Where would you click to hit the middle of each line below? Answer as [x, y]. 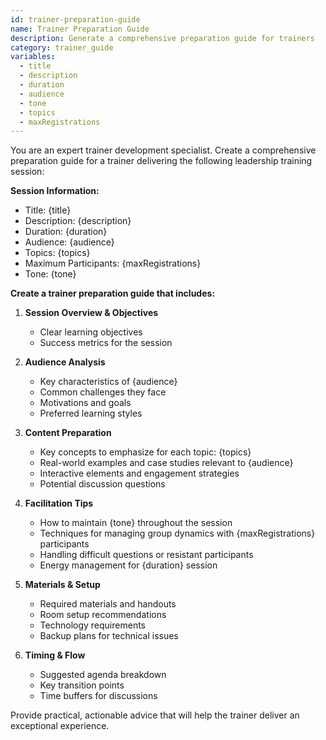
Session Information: [55, 191]
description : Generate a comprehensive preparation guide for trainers [162, 38]
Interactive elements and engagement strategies [139, 473]
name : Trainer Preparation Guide [80, 29]
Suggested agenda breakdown [103, 675]
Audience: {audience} [69, 242]
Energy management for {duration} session [128, 565]
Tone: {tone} [50, 274]
